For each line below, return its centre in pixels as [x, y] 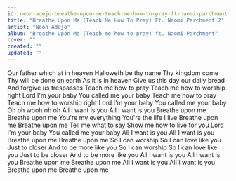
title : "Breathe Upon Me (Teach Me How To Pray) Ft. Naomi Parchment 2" [116, 20]
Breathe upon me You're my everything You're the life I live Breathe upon [113, 117]
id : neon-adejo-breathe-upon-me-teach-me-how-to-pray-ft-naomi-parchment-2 [120, 14]
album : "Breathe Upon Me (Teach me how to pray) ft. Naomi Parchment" [113, 33]
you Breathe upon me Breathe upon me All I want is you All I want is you [111, 162]
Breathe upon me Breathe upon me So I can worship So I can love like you [114, 140]
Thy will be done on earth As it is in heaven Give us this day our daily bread [116, 80]
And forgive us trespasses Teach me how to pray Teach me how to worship [117, 88]
